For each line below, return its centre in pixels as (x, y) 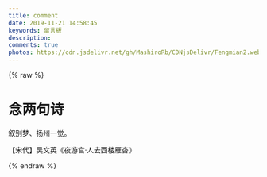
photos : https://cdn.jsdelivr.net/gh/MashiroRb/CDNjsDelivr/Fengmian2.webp (136, 52)
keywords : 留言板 (35, 30)
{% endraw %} (33, 165)
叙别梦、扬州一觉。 (40, 133)
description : (30, 38)
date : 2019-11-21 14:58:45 (53, 23)
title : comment (33, 15)
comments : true (33, 45)
